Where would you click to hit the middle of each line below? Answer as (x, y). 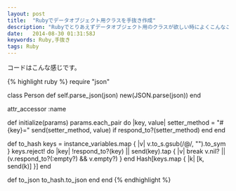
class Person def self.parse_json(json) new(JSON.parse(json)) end (104, 95)
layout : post (26, 14)
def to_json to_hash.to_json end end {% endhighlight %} (89, 180)
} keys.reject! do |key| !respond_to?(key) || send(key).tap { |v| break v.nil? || (117, 151)
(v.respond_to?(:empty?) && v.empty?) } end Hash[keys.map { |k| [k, (106, 159)
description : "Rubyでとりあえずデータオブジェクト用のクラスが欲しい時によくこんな (117, 27)
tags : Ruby (23, 47)
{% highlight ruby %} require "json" (59, 81)
